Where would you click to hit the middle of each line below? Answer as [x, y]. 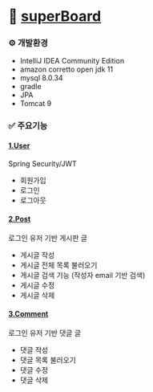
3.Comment [28, 314]
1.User [19, 145]
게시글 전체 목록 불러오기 [58, 265]
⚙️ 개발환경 [28, 43]
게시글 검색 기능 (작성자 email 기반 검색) [83, 275]
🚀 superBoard [55, 16]
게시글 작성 [37, 255]
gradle [30, 87]
